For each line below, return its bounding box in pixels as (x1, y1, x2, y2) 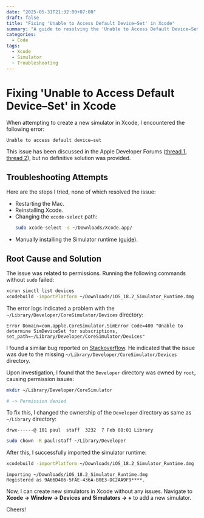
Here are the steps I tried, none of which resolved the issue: (6, 188, 156, 195)
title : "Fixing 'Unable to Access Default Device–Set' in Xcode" (6, 20, 175, 26)
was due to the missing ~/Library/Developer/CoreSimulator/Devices (6, 351, 177, 358)
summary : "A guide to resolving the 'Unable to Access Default (6, 26, 170, 32)
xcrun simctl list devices (6, 287, 75, 294)
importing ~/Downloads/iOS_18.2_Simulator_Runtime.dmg (6, 472, 148, 478)
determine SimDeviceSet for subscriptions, (6, 328, 118, 334)
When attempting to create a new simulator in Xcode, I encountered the (6, 119, 185, 127)
